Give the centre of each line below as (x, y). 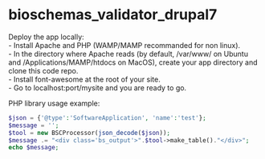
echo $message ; (34, 148)
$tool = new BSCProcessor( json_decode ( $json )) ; (90, 133)
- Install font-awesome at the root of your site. (84, 79)
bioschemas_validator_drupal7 (113, 15)
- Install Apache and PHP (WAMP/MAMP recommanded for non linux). (124, 45)
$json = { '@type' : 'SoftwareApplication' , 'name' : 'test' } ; (107, 117)
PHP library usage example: (54, 103)
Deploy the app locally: (46, 37)
